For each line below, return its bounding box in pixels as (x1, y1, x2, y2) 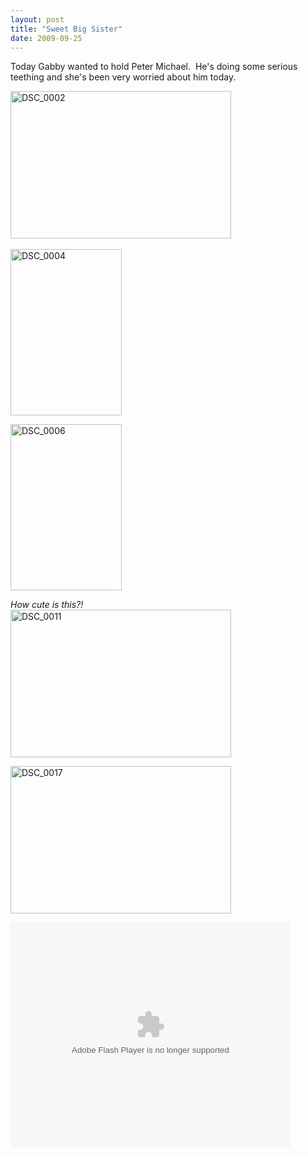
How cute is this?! (10, 599, 84, 611)
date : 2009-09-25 (10, 33, 83, 43)
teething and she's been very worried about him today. (10, 71, 237, 83)
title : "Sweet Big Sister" (10, 24, 123, 34)
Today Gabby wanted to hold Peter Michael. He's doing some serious (10, 61, 298, 73)
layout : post (10, 14, 65, 25)
